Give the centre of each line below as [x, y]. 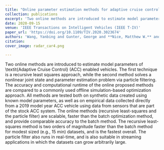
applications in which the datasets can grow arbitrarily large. [66, 142]
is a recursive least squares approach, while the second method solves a [78, 74]
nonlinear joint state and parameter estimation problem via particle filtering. [81, 80]
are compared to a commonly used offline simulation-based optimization [78, 90]
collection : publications [31, 14]
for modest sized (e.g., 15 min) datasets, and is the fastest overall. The [76, 131]
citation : [15, 42]
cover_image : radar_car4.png [35, 46]
